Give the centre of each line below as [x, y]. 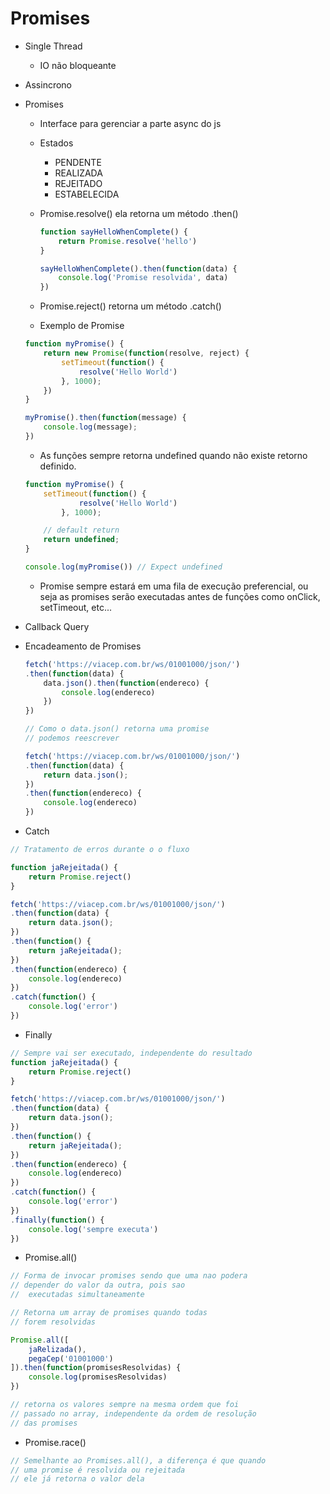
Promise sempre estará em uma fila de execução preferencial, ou [174, 586]
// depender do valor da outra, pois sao [98, 1285]
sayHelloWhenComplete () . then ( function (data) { [138, 268]
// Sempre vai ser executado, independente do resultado [131, 1053]
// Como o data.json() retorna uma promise [117, 729]
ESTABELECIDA [87, 194]
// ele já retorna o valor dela [77, 1479]
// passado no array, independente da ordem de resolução [133, 1413]
